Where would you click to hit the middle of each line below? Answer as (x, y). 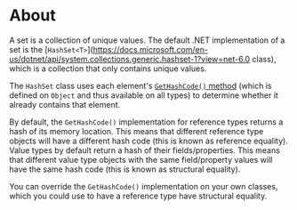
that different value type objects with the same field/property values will (141, 159)
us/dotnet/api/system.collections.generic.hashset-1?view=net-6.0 (130, 59)
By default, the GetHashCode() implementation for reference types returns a (146, 122)
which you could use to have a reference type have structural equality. (138, 196)
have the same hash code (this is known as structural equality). (125, 169)
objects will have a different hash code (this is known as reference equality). (149, 141)
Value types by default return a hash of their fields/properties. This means (144, 150)
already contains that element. (65, 104)
